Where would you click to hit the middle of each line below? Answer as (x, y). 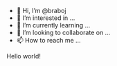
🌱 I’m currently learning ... (53, 25)
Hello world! (24, 56)
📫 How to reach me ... (48, 40)
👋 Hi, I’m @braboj (41, 11)
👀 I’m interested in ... (46, 18)
